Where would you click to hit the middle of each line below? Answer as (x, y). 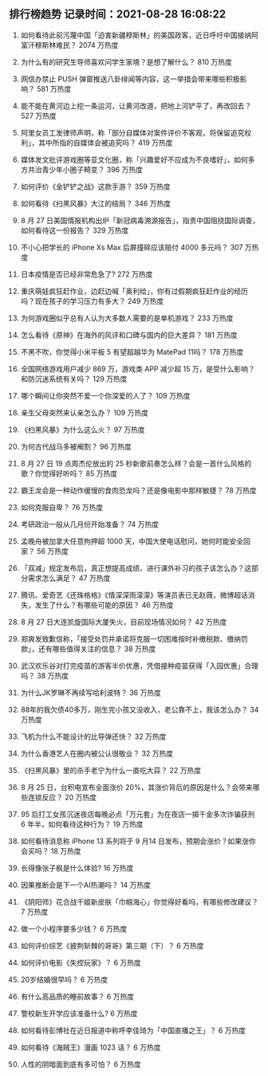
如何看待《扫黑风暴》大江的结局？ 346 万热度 (96, 203)
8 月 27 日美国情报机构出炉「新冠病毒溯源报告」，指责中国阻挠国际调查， (140, 220)
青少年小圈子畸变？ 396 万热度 (92, 169)
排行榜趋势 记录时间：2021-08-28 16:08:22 (118, 14)
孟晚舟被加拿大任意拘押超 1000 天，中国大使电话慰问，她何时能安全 (132, 541)
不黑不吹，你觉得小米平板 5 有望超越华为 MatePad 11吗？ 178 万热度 (132, 351)
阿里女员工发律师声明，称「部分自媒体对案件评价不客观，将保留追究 (132, 132)
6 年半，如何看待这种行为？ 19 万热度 (82, 824)
